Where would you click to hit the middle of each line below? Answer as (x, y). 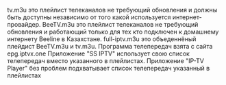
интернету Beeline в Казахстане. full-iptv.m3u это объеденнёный (102, 39)
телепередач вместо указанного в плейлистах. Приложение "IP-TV (105, 61)
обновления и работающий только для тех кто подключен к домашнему (113, 32)
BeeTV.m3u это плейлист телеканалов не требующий (120, 24)
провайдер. (24, 24)
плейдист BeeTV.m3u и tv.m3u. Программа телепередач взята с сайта (110, 46)
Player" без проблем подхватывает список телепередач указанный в (109, 68)
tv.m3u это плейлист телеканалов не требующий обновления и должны (112, 10)
